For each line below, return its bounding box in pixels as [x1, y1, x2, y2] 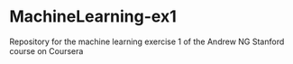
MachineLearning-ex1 [9, 6, 178, 27]
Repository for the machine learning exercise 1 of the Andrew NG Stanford [9, 36, 285, 47]
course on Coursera [9, 45, 84, 56]
